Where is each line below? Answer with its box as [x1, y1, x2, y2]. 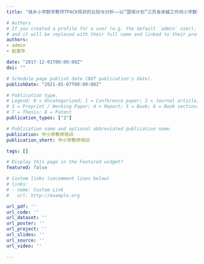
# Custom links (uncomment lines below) [6, 175, 110, 182]
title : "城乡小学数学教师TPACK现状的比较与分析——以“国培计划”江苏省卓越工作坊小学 [6, 8, 193, 15]
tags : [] [6, 148, 29, 154]
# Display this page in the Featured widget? [6, 159, 123, 165]
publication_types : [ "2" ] [6, 115, 72, 121]
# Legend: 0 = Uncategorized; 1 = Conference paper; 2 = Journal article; [6, 98, 200, 104]
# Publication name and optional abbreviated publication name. [6, 126, 172, 132]
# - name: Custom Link [6, 186, 64, 193]
